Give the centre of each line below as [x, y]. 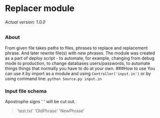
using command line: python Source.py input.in [53, 79]
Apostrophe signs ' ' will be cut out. [40, 102]
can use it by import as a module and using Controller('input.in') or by [78, 73]
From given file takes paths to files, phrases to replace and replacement [76, 48]
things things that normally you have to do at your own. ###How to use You [80, 68]
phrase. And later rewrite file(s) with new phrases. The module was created [80, 53]
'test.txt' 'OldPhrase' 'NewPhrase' [51, 111]
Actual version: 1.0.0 [25, 22]
